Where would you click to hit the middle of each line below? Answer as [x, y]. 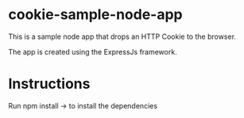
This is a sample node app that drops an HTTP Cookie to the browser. [122, 36]
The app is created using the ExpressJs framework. [93, 51]
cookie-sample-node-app [95, 15]
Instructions [49, 84]
